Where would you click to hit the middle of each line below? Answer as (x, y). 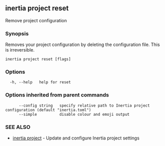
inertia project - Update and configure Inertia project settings (76, 138)
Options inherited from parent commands (57, 95)
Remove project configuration (36, 20)
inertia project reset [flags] (38, 59)
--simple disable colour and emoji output (74, 114)
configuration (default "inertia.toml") (48, 110)
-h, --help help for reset (40, 82)
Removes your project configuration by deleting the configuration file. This (82, 44)
